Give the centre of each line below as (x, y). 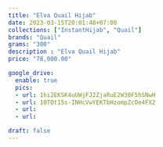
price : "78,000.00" (40, 59)
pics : (24, 88)
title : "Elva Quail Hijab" (52, 15)
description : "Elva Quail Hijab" (65, 52)
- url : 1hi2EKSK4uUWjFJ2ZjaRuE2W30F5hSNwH (85, 95)
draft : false (29, 131)
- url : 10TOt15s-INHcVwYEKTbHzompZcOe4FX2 (85, 102)
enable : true (36, 80)
